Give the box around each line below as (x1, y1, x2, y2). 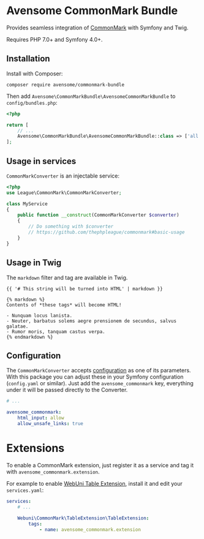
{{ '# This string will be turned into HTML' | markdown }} (6, 285, 164, 292)
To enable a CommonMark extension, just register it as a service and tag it (6, 461, 194, 469)
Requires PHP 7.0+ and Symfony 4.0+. (6, 36, 103, 43)
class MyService (6, 200, 48, 207)
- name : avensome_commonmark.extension (39, 527, 141, 533)
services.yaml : (6, 486, 44, 494)
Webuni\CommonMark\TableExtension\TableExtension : (17, 515, 149, 521)
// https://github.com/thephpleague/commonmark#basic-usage (28, 229, 185, 236)
